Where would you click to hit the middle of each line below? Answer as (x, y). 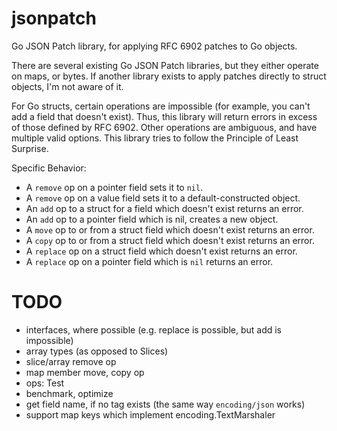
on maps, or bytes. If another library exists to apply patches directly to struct (169, 76)
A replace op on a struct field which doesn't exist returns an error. (161, 251)
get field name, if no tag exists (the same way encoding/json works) (165, 404)
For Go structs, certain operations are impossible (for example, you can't (161, 106)
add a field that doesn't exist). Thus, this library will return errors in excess (164, 116)
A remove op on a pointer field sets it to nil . (114, 187)
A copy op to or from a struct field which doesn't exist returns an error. (170, 240)
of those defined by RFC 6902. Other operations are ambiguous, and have (164, 127)
